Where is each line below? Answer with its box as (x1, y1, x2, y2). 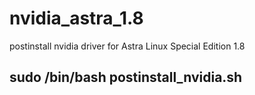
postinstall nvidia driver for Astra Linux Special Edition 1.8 (9, 40, 246, 52)
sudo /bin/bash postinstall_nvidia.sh (9, 69, 243, 86)
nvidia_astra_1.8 (9, 7, 144, 30)
